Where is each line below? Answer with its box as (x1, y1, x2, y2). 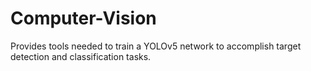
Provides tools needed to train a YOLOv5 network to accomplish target (10, 40, 302, 52)
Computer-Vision (10, 7, 157, 30)
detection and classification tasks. (10, 50, 152, 62)
